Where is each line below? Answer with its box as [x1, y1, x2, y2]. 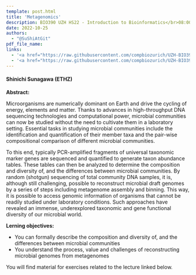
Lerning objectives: [6, 222, 54, 229]
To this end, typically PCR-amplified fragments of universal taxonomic [6, 149, 174, 156]
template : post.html [6, 8, 57, 15]
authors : [6, 30, 27, 36]
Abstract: [6, 88, 30, 95]
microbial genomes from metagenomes [14, 252, 110, 259]
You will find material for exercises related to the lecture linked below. [6, 263, 173, 270]
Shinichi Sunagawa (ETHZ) [6, 75, 73, 82]
